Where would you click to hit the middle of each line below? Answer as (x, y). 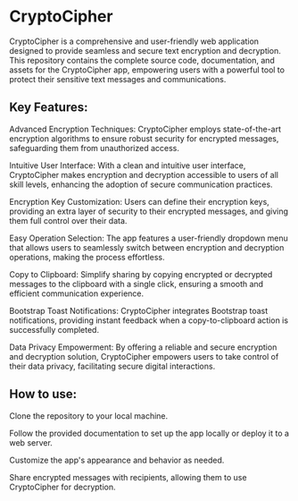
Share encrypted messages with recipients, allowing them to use (128, 477)
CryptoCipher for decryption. (62, 487)
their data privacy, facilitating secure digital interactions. (112, 366)
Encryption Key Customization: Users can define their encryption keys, (139, 201)
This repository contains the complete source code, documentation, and (142, 60)
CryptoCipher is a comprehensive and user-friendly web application (134, 41)
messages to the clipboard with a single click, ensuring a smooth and (137, 284)
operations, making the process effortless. (87, 257)
